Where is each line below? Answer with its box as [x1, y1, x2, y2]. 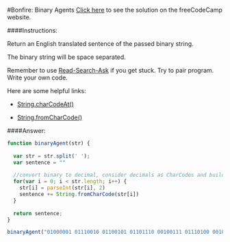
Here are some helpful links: [7, 87, 87, 95]
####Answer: [7, 127, 46, 134]
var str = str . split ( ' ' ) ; [13, 152, 90, 160]
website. [7, 13, 31, 21]
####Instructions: [7, 27, 58, 34]
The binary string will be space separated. [7, 53, 127, 61]
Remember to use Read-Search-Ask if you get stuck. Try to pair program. [7, 66, 214, 74]
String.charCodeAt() [16, 100, 74, 108]
